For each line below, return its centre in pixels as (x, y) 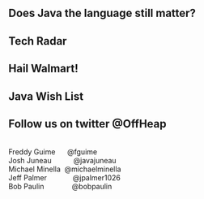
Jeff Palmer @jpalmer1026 (65, 178)
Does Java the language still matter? (102, 13)
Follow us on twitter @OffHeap (87, 124)
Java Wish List (46, 96)
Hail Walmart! (43, 69)
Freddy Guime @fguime (53, 152)
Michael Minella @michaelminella (65, 169)
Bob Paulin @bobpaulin (60, 187)
